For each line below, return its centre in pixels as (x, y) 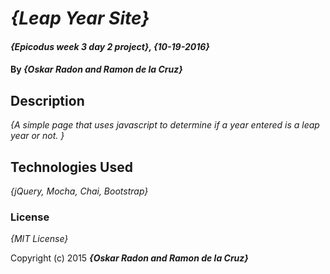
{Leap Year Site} (80, 18)
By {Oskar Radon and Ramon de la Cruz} (96, 69)
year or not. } (37, 136)
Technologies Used (71, 167)
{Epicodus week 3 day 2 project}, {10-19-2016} (110, 46)
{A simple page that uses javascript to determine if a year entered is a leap (165, 125)
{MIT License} (39, 239)
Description (47, 100)
